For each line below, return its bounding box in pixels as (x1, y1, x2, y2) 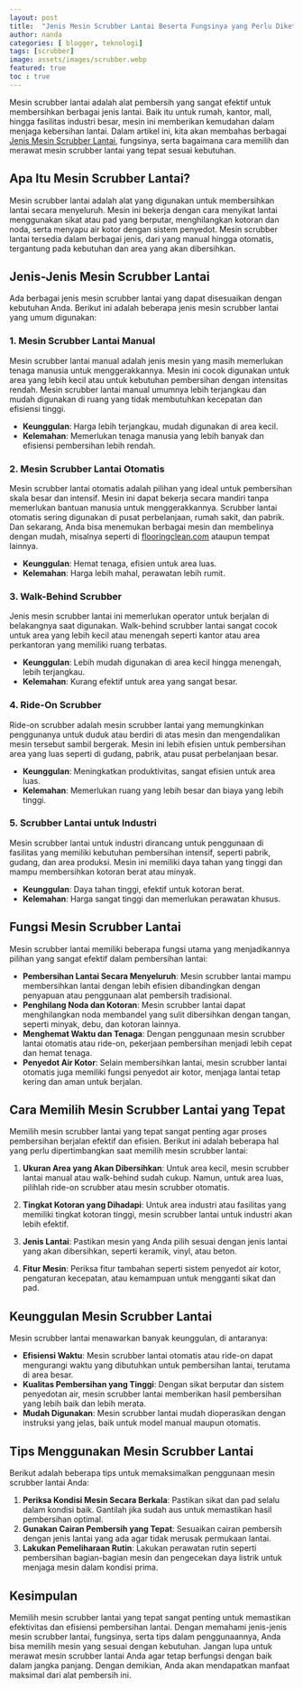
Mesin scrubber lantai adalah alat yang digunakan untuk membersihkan (9, 195, 275, 206)
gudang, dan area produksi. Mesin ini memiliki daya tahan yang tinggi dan (9, 856, 283, 867)
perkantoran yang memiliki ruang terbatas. (9, 639, 168, 650)
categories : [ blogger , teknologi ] (9, 38, 143, 48)
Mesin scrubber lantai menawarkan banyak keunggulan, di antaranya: (9, 1333, 269, 1344)
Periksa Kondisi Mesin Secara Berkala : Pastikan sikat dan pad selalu (22, 1495, 280, 1506)
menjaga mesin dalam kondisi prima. (22, 1562, 159, 1572)
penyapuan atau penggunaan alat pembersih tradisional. (22, 990, 233, 1001)
